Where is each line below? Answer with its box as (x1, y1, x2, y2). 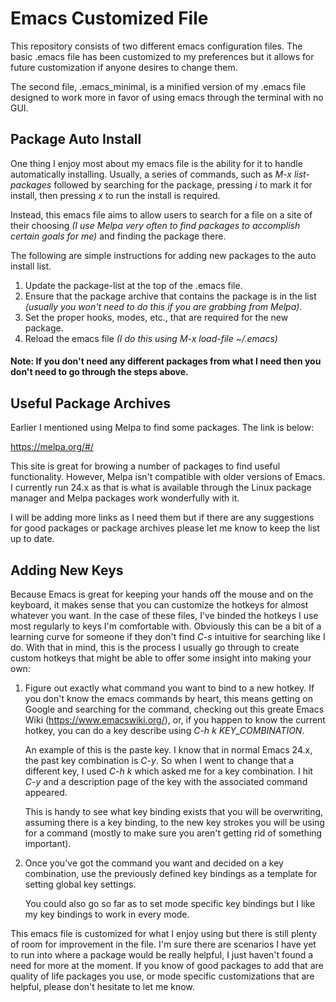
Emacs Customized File (10, 7, 209, 30)
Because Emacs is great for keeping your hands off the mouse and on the (10, 588, 314, 600)
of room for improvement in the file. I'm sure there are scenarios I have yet (10, 938, 317, 950)
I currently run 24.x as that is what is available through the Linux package (10, 482, 312, 494)
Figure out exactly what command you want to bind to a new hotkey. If (24, 682, 315, 694)
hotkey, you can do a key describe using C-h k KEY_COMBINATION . (24, 724, 305, 736)
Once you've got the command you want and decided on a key (24, 857, 284, 869)
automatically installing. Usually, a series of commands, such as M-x (10, 168, 292, 180)
